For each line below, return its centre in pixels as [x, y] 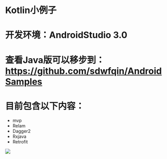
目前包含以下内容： [45, 106]
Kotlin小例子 [31, 10]
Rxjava [19, 136]
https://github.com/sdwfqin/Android [83, 71]
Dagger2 [22, 131]
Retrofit [20, 141]
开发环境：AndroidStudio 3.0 [66, 35]
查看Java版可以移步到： [55, 60]
